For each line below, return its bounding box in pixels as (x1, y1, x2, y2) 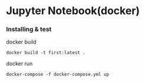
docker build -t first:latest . (6, 50, 85, 56)
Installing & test (6, 25, 52, 34)
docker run (6, 60, 33, 67)
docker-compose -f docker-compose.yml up (6, 72, 110, 78)
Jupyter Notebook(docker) (6, 4, 140, 18)
